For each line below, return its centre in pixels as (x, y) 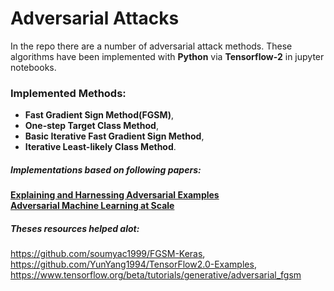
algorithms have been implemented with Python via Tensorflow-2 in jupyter (167, 56)
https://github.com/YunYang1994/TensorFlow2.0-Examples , (133, 264)
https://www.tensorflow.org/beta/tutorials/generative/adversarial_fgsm (156, 275)
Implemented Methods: (68, 93)
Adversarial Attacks (95, 18)
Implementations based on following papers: (106, 169)
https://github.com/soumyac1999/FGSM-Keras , (108, 254)
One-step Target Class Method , (91, 126)
